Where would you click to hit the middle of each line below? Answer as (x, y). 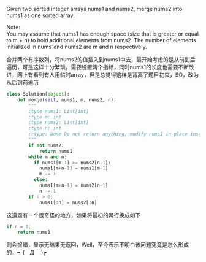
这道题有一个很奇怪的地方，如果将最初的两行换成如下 (74, 215)
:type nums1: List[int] (59, 111)
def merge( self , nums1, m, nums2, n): (67, 100)
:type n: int (45, 128)
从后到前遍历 (22, 83)
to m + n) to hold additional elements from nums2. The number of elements (101, 40)
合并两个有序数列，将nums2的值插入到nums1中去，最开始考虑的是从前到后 (101, 60)
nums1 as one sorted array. (40, 15)
